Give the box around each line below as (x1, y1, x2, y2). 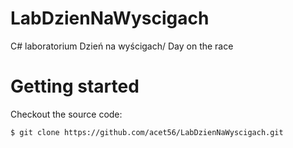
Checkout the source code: (10, 108, 123, 120)
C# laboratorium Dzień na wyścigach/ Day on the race (10, 40, 234, 52)
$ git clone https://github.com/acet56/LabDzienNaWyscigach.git (10, 127, 284, 137)
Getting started (10, 75, 140, 98)
